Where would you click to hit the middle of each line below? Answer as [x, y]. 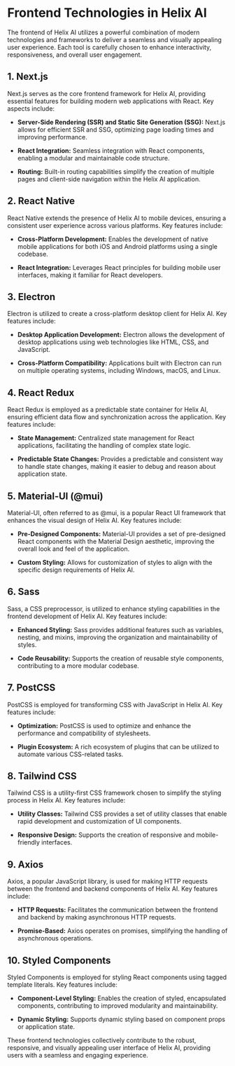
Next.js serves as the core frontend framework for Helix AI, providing [107, 93]
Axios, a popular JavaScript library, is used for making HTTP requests [108, 882]
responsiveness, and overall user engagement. [74, 55]
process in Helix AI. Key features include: [66, 800]
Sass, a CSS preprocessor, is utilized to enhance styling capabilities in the [114, 608]
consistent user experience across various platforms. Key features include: [115, 225]
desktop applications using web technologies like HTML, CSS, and [113, 342]
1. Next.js [28, 77]
